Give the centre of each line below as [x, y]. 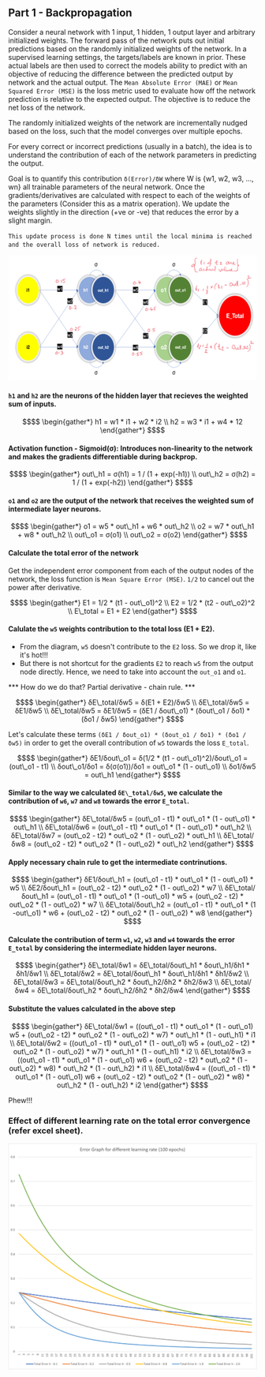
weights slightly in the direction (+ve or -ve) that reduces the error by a [123, 211]
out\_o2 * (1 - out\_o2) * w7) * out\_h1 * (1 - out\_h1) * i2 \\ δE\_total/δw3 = [132, 1051]
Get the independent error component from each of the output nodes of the [131, 571]
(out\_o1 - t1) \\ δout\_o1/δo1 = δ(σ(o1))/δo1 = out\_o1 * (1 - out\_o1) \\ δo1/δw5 [132, 766]
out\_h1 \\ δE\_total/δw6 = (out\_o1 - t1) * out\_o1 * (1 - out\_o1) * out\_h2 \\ [132, 827]
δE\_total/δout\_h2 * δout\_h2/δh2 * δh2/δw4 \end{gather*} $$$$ [144, 990]
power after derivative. [45, 587]
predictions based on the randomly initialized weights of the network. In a [127, 49]
